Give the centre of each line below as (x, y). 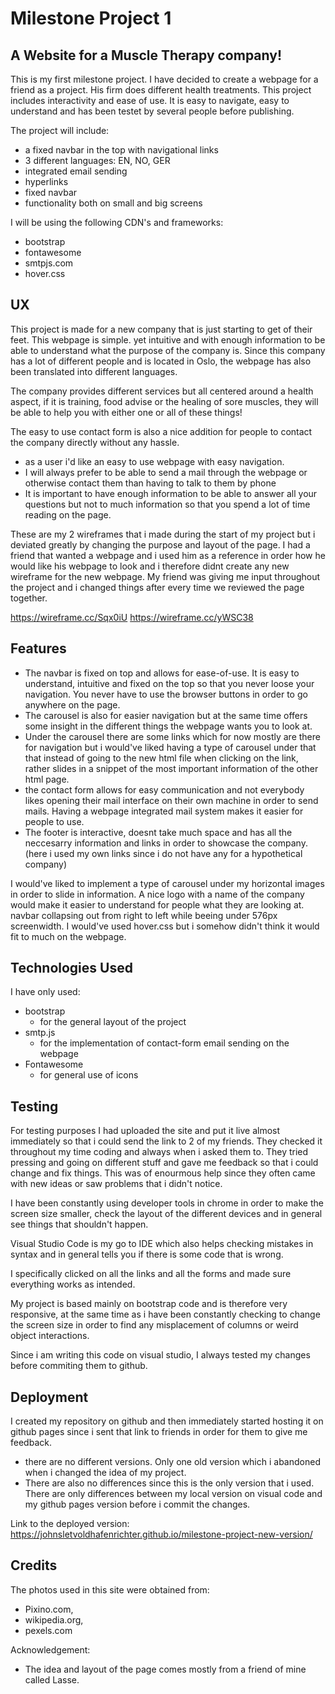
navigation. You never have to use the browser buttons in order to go (166, 694)
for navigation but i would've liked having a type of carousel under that (170, 747)
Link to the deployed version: (70, 1524)
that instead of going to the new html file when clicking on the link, (161, 758)
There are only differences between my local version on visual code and (173, 1494)
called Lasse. (52, 1679)
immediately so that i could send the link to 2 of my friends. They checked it (166, 1141)
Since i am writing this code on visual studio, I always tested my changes (160, 1355)
